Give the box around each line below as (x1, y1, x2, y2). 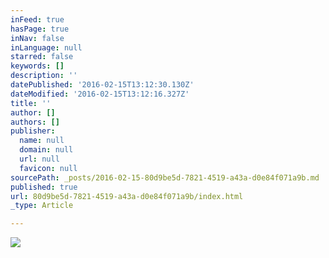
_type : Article (10, 201, 74, 211)
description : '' (10, 71, 78, 81)
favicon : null (19, 163, 78, 173)
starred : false (10, 52, 74, 62)
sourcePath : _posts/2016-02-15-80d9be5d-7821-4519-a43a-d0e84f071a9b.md (10, 172, 320, 183)
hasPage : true (10, 24, 70, 34)
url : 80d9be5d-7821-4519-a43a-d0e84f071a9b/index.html (10, 191, 244, 201)
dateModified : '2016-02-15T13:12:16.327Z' (10, 89, 190, 99)
